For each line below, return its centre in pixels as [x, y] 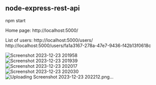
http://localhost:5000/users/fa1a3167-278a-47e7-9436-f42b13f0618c [78, 46]
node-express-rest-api [43, 8]
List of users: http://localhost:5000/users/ [49, 40]
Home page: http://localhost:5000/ [42, 30]
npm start [16, 20]
